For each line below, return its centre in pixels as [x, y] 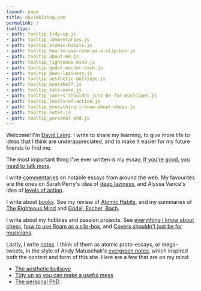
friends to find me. [29, 148]
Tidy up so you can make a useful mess [64, 275]
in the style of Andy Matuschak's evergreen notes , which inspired [107, 251]
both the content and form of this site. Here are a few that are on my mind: [98, 257]
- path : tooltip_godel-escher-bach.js [55, 68]
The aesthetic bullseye [43, 269]
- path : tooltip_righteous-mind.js [51, 62]
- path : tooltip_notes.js [38, 112]
